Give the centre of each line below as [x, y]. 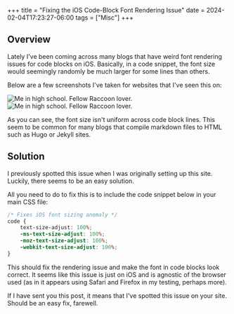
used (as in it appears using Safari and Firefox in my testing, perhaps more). [117, 282]
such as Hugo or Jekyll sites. [49, 134]
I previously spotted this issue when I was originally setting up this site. [110, 173]
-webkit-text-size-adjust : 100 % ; [69, 247]
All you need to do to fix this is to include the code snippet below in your [112, 194]
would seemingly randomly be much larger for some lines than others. [109, 71]
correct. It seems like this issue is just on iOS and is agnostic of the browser [117, 274]
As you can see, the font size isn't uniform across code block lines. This [111, 119]
